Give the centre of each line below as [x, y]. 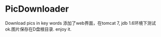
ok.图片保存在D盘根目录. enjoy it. [38, 29]
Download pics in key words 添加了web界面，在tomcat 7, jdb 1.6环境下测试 [80, 23]
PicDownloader [37, 9]
